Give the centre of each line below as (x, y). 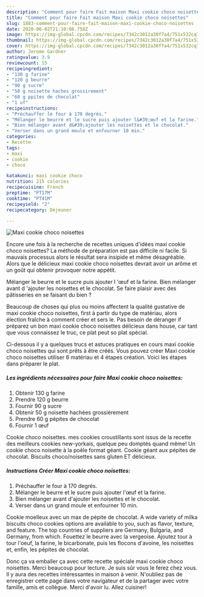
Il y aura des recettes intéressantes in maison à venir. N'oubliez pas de (94, 574)
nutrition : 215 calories (38, 182)
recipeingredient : (29, 69)
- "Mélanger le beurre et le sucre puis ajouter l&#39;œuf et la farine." (103, 119)
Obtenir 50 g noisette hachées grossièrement (72, 412)
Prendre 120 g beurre (42, 400)
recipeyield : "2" (28, 204)
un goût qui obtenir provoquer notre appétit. (61, 270)
